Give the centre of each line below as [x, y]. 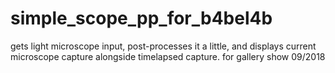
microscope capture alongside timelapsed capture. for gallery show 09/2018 [168, 56]
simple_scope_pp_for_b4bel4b [141, 18]
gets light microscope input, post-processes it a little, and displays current [163, 46]
